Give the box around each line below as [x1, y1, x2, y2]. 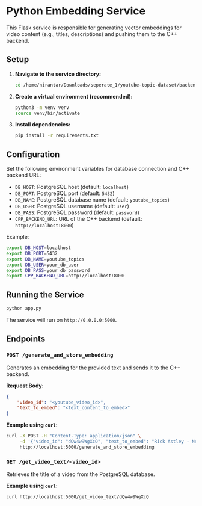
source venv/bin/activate [14, 110, 80, 116]
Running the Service [6, 289, 84, 300]
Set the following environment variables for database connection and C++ [6, 165, 189, 173]
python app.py [6, 306, 42, 312]
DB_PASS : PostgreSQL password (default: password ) [14, 209, 140, 216]
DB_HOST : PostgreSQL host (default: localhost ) [14, 184, 129, 191]
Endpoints [6, 334, 46, 344]
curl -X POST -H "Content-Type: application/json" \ [6, 433, 141, 439]
